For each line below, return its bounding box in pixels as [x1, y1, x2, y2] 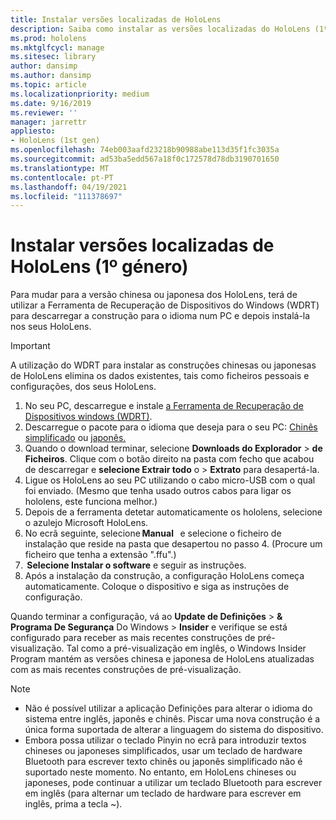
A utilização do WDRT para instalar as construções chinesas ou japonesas [10, 359, 317, 371]
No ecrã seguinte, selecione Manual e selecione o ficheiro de [24, 527, 282, 540]
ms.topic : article [10, 80, 87, 90]
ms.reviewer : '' [10, 107, 78, 118]
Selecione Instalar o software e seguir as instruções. [26, 559, 247, 571]
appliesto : [10, 126, 56, 136]
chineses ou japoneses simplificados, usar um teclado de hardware [24, 745, 303, 757]
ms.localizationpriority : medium [10, 89, 150, 99]
